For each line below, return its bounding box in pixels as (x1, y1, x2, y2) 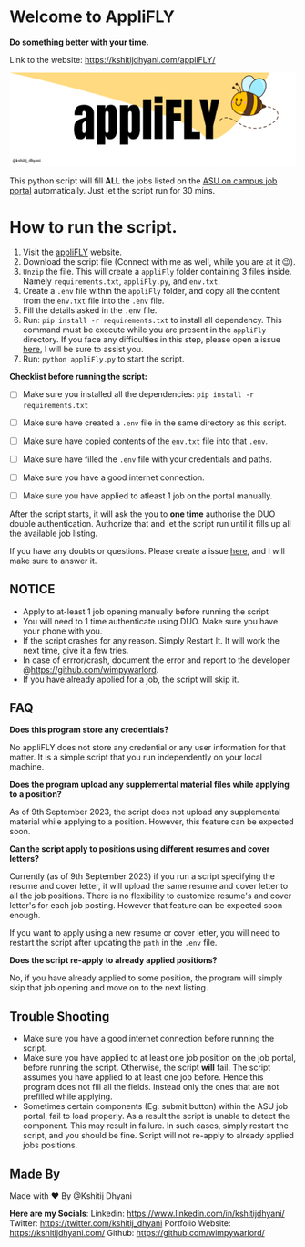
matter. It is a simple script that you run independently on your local (9, 751, 262, 763)
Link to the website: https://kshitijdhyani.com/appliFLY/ (9, 54, 216, 65)
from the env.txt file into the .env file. (22, 295, 165, 307)
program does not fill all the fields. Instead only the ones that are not (22, 1082, 280, 1093)
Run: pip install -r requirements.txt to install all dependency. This (22, 315, 282, 326)
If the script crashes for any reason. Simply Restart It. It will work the (22, 634, 280, 645)
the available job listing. (9, 528, 98, 539)
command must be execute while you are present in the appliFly (22, 324, 267, 335)
